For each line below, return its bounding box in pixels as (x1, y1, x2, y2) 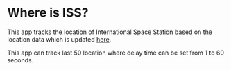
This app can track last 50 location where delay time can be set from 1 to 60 (7, 49, 224, 57)
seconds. (7, 55, 34, 64)
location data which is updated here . (7, 35, 112, 43)
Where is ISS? (7, 5, 89, 21)
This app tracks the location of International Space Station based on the (7, 28, 213, 36)
